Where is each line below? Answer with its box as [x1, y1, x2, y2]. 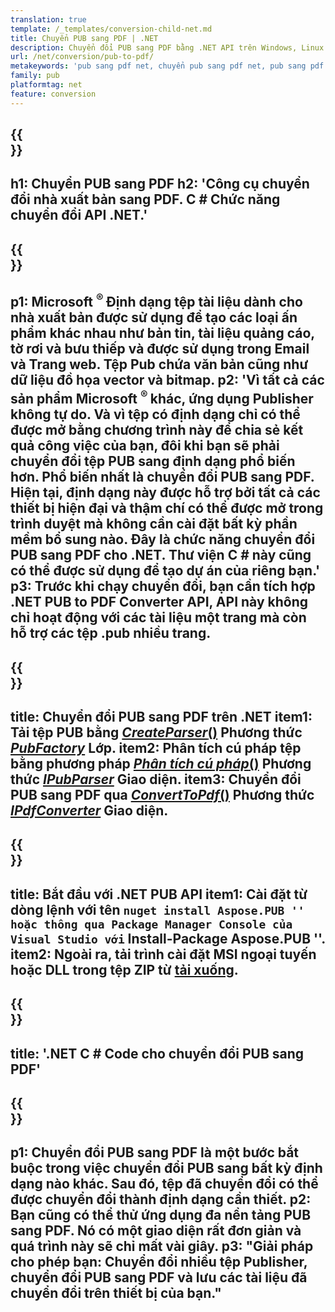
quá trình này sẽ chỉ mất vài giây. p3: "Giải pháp [10, 1238, 314, 1255]
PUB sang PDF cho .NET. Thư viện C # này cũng [10, 547, 312, 564]
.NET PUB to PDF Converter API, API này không [10, 594, 309, 611]
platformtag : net [10, 80, 83, 90]
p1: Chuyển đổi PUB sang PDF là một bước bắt [10, 1144, 300, 1161]
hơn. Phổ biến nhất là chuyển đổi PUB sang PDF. [10, 469, 315, 486]
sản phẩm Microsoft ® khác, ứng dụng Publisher [10, 387, 314, 408]
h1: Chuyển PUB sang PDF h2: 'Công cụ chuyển [10, 176, 310, 193]
